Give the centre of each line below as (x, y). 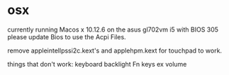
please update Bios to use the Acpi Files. (67, 36)
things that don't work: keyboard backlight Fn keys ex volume (97, 64)
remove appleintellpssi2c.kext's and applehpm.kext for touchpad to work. (114, 50)
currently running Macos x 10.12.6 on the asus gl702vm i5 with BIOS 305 (113, 29)
